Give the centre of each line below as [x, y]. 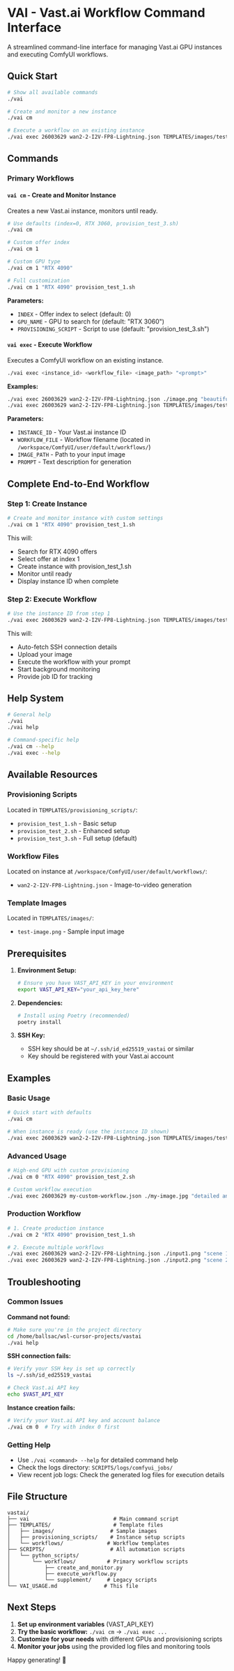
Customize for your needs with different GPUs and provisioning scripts [120, 1639]
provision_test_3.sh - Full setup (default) [77, 838]
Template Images [37, 903]
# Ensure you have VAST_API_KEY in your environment [95, 983]
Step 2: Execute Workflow [52, 599]
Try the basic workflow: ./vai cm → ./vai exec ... [92, 1631]
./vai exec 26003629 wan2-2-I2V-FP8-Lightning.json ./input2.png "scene [115, 1260]
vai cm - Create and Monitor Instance [62, 195]
